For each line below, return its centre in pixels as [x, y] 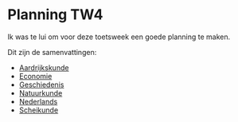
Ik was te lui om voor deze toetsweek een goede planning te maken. [119, 37]
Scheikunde [39, 110]
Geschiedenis [41, 85]
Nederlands [38, 101]
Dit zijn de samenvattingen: [52, 52]
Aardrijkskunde [44, 67]
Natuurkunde [41, 92]
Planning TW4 [55, 15]
